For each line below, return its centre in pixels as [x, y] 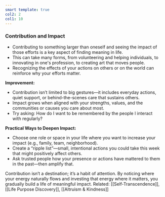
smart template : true [27, 10]
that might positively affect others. [47, 153]
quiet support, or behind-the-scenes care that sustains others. [76, 97]
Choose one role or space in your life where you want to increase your [84, 138]
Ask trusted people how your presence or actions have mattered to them [86, 158]
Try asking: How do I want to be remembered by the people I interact [82, 113]
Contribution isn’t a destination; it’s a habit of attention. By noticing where [80, 173]
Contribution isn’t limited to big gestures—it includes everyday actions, [84, 92]
